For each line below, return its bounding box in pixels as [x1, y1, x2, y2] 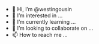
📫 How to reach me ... [11, 32, 68, 38]
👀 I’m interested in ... [11, 12, 63, 19]
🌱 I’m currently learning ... [11, 18, 76, 25]
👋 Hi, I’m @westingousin [11, 6, 72, 12]
